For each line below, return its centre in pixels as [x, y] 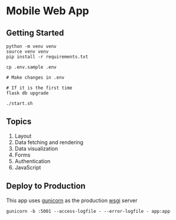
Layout [23, 136]
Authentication [32, 161]
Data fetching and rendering [49, 142]
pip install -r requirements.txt [47, 57]
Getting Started [35, 33]
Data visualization [36, 148]
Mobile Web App [48, 11]
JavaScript [28, 167]
